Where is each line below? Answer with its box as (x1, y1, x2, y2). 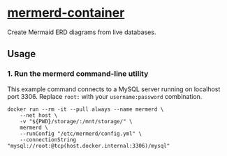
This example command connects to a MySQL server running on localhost (7, 85, 221, 93)
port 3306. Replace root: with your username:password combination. (7, 92, 203, 100)
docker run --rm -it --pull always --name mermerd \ (7, 106, 164, 113)
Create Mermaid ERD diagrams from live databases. (7, 28, 156, 36)
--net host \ (20, 111, 58, 119)
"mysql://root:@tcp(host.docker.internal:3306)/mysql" (7, 142, 170, 149)
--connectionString (20, 136, 77, 143)
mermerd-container (7, 5, 125, 21)
